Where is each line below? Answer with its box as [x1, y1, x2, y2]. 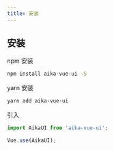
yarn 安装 [7, 84, 34, 92]
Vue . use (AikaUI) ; [7, 137, 57, 144]
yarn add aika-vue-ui [7, 98, 69, 105]
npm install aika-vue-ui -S [7, 70, 87, 78]
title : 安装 [7, 10, 39, 17]
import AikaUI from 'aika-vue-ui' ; [7, 125, 109, 131]
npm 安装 [7, 56, 34, 65]
